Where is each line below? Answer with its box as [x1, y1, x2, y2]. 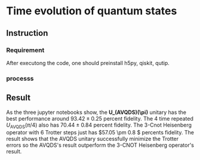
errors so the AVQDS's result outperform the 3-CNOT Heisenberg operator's [6, 141, 194, 149]
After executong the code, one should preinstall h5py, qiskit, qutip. [6, 59, 170, 66]
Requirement [6, 46, 45, 54]
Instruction [6, 28, 48, 38]
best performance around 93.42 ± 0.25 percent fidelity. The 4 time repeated [6, 115, 194, 122]
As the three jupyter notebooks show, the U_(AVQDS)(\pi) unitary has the [6, 109, 187, 116]
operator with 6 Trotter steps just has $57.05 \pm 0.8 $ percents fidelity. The [6, 129, 194, 136]
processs [6, 74, 34, 82]
